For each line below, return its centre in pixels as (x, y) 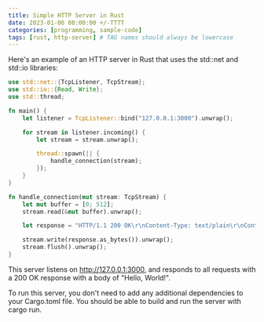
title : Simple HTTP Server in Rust (66, 15)
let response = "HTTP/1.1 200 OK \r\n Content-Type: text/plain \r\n (133, 226)
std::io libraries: (33, 68)
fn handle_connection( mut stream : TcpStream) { (88, 197)
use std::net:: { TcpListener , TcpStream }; (77, 82)
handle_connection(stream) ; (96, 161)
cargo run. (25, 309)
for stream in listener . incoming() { (84, 132)
